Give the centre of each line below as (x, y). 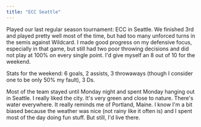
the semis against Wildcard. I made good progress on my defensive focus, (99, 42)
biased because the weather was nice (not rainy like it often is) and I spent (99, 111)
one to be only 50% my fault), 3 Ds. (51, 80)
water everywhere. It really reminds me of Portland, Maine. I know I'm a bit (99, 105)
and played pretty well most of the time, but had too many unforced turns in (101, 36)
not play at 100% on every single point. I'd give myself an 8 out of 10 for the (101, 55)
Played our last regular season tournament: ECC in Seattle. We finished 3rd (100, 29)
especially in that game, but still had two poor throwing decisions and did (98, 49)
